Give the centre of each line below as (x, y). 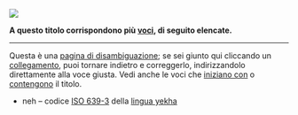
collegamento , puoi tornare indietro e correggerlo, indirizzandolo (127, 65)
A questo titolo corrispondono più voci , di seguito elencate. (121, 30)
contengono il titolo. (46, 84)
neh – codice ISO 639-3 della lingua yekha (99, 101)
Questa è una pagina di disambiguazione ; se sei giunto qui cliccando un (141, 56)
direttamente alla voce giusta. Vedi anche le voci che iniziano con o (132, 74)
